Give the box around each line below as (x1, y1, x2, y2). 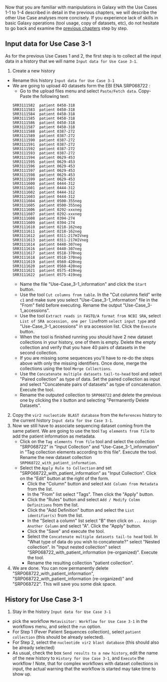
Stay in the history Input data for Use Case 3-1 (12, 608, 111, 614)
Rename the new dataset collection (19, 454, 92, 460)
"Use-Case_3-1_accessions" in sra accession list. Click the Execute (19, 323, 157, 329)
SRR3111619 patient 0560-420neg (12, 259, 82, 264)
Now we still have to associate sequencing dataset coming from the (12, 422, 152, 429)
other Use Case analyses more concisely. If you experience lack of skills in (5, 15, 158, 20)
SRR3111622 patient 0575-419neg (12, 272, 82, 277)
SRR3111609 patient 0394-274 (12, 220, 76, 225)
